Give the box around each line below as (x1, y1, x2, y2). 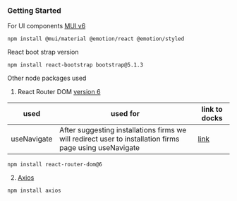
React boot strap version (7, 48, 79, 57)
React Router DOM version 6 (17, 88, 101, 96)
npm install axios (7, 187, 61, 195)
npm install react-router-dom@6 (7, 161, 102, 168)
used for (110, 109, 140, 119)
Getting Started (7, 6, 61, 16)
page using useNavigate (59, 143, 140, 153)
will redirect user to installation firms (59, 134, 180, 144)
